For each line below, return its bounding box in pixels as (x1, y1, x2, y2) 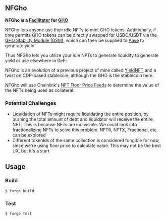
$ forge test (5, 211, 32, 217)
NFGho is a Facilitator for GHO (5, 17, 68, 23)
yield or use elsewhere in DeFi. (5, 57, 68, 64)
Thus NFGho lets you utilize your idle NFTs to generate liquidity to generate (5, 52, 159, 58)
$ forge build (5, 188, 35, 193)
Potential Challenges (5, 99, 56, 106)
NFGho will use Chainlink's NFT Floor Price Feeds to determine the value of (5, 82, 160, 88)
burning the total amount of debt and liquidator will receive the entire (12, 116, 153, 122)
